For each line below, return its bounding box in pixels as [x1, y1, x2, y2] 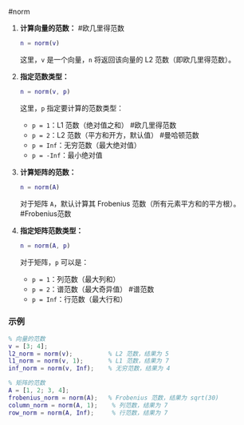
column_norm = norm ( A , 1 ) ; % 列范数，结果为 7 [8, 401, 168, 409]
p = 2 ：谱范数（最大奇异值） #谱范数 [31, 284, 155, 294]
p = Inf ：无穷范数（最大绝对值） [31, 140, 141, 150]
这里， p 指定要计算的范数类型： [19, 103, 124, 113]
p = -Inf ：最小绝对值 [31, 150, 103, 159]
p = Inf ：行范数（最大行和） [31, 294, 128, 303]
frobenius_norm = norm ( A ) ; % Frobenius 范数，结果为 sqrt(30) [8, 394, 219, 402]
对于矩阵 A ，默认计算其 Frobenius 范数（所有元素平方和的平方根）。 [19, 198, 241, 208]
